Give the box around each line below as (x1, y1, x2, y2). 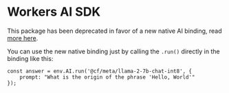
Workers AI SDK (7, 4, 101, 20)
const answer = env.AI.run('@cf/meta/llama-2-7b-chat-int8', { (7, 68, 193, 75)
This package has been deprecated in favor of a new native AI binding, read (7, 27, 222, 35)
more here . (7, 34, 39, 42)
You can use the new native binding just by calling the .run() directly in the (7, 47, 220, 55)
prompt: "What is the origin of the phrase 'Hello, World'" (19, 73, 195, 81)
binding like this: (7, 54, 54, 62)
